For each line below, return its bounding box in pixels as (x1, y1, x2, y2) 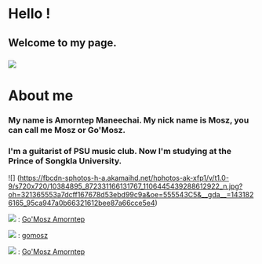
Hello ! (8, 5, 51, 23)
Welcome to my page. (8, 36, 118, 49)
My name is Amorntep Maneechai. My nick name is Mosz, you (8, 115, 249, 126)
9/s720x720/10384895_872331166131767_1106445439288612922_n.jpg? (8, 181, 243, 191)
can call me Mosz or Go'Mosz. (8, 124, 126, 135)
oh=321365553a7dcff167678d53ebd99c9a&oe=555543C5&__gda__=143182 (8, 189, 254, 199)
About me (8, 86, 74, 104)
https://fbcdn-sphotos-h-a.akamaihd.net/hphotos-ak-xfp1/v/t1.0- (19, 173, 230, 182)
